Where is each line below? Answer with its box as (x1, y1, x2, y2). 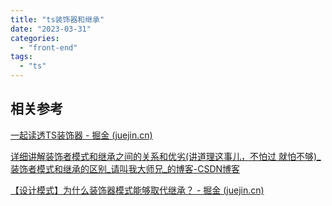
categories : (10, 33, 60, 43)
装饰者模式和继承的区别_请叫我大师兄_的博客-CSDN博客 (10, 162, 241, 175)
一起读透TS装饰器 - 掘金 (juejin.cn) (10, 129, 153, 141)
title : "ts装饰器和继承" (10, 14, 105, 25)
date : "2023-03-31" (10, 24, 92, 34)
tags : (10, 52, 33, 62)
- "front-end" (19, 42, 78, 53)
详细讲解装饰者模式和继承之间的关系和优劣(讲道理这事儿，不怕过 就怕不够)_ (10, 150, 322, 162)
